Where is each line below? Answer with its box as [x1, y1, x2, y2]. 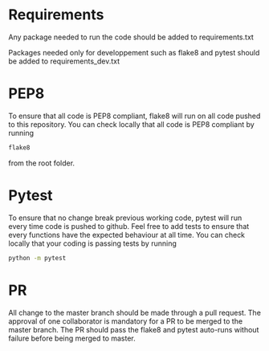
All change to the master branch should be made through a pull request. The [8, 308, 261, 317]
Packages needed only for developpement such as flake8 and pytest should [8, 47, 260, 57]
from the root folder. [8, 158, 75, 168]
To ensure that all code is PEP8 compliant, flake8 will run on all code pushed [8, 111, 261, 120]
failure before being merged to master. [8, 333, 137, 343]
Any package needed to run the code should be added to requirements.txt [8, 32, 255, 42]
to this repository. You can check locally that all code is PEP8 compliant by [8, 119, 255, 129]
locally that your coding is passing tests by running [8, 239, 177, 248]
